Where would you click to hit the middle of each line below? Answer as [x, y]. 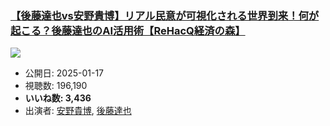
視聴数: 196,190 [56, 86]
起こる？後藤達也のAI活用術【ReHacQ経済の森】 [128, 30]
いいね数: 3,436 [58, 98]
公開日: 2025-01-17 [64, 73]
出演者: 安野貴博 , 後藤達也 [78, 111]
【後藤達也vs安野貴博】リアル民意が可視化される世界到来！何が [165, 15]
